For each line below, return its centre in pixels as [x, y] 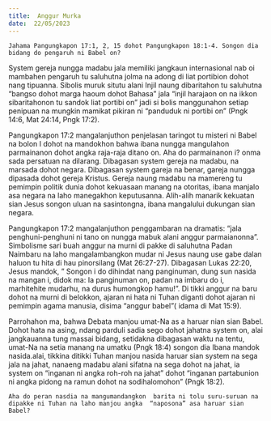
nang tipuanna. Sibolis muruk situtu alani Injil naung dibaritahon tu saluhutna [135, 85]
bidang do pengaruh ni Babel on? [65, 53]
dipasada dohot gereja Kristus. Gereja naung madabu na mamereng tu [125, 178]
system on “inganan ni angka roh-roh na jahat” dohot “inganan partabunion [133, 372]
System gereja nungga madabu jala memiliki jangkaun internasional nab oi [131, 68]
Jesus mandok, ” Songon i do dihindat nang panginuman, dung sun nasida [132, 271]
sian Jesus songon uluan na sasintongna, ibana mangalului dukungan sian [132, 204]
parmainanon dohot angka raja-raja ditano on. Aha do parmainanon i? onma [135, 152]
